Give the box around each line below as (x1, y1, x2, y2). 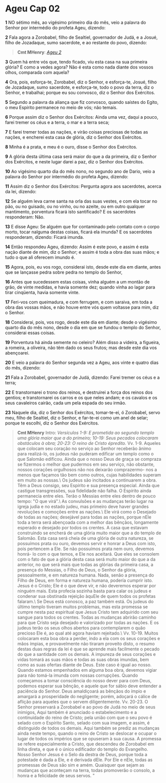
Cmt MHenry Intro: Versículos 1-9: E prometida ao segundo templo (17, 429, 155, 435)
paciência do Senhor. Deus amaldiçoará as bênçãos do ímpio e (17, 688, 146, 694)
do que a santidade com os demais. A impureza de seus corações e (17, 651, 156, 657)
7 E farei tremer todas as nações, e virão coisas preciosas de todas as (5, 129, 148, 135)
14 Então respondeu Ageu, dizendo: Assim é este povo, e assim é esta (5, 244, 149, 250)
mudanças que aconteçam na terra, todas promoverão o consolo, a (17, 767, 155, 773)
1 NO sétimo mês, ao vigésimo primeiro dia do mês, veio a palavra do (5, 19, 146, 25)
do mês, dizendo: (5, 364, 41, 370)
